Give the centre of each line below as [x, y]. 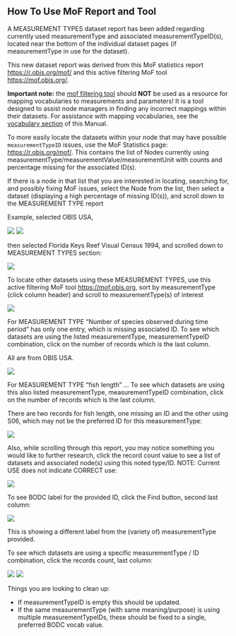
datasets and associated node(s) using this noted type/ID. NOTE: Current [114, 462]
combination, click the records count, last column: [80, 560]
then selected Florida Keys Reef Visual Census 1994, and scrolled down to [116, 245]
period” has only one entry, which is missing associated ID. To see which [113, 329]
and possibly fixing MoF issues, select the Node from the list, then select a [116, 188]
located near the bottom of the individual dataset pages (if [92, 43]
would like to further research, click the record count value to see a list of [114, 455]
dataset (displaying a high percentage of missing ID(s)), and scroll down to [116, 196]
